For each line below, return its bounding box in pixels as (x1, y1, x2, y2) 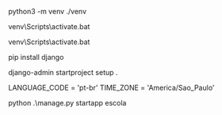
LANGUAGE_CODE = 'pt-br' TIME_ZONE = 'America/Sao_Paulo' (8, 83, 216, 92)
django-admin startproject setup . (8, 68, 118, 77)
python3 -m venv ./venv (8, 7, 87, 16)
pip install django (8, 53, 64, 61)
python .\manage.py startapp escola (8, 98, 127, 107)
